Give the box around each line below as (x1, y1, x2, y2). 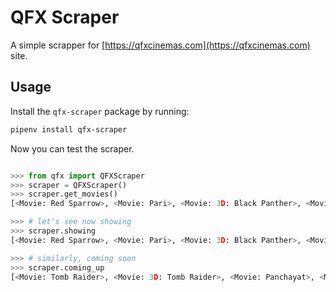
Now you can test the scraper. (10, 142, 135, 155)
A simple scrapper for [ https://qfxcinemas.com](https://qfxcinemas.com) (10, 39, 311, 51)
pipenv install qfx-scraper (10, 124, 128, 135)
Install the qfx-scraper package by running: (10, 105, 190, 117)
